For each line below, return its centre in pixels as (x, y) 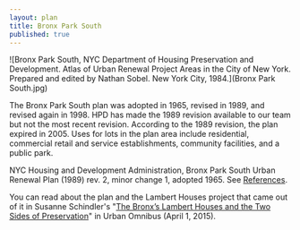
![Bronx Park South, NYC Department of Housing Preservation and (132, 60)
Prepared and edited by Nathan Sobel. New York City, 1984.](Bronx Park (142, 79)
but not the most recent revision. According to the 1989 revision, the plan (144, 124)
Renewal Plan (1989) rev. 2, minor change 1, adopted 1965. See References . (149, 180)
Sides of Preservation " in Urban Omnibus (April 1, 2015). (113, 217)
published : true (39, 34)
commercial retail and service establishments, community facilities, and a (145, 143)
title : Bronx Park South (56, 26)
